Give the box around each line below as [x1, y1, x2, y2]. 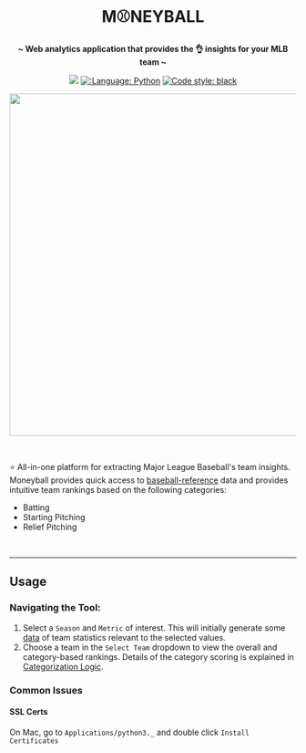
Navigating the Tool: [9, 601, 102, 614]
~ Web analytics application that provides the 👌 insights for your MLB [17, 43, 289, 54]
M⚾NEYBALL [101, 6, 205, 27]
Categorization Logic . [22, 661, 104, 672]
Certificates [9, 736, 59, 746]
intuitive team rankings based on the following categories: [9, 484, 227, 495]
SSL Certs [9, 706, 48, 717]
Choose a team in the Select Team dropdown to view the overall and [22, 642, 278, 653]
